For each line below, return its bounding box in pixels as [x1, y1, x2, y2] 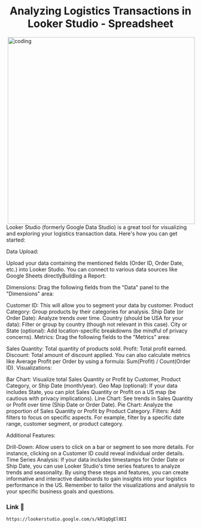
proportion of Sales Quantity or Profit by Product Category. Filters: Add [6, 407, 181, 414]
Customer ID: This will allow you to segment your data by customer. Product [6, 301, 193, 309]
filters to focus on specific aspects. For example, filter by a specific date [6, 414, 184, 421]
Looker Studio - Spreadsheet [28, 17, 173, 30]
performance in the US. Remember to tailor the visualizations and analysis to [6, 481, 195, 489]
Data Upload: [6, 248, 39, 255]
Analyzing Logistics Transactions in [10, 4, 191, 18]
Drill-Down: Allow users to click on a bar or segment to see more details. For [6, 443, 194, 450]
